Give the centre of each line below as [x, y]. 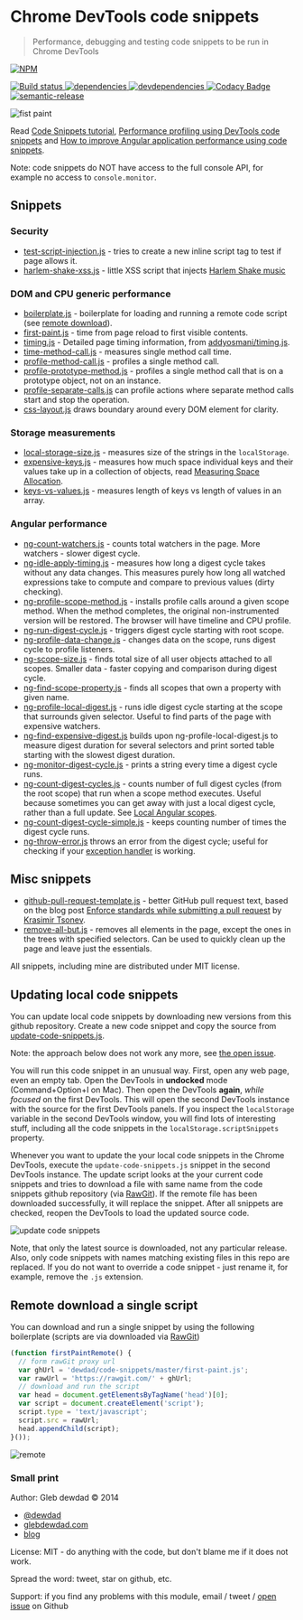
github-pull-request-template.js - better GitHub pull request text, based [156, 901]
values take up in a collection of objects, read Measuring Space [142, 472]
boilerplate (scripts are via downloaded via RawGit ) [105, 1336]
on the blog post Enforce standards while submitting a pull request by [152, 911]
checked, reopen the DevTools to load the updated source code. [130, 1213]
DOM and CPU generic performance [91, 294]
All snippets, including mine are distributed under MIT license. [125, 966]
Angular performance [59, 524]
